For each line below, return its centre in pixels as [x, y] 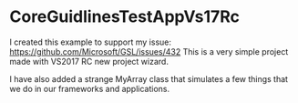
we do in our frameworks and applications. [90, 88]
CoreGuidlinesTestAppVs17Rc [124, 17]
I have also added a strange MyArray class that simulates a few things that [149, 78]
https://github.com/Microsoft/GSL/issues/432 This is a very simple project [149, 51]
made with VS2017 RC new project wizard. [89, 61]
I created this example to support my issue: [90, 42]
